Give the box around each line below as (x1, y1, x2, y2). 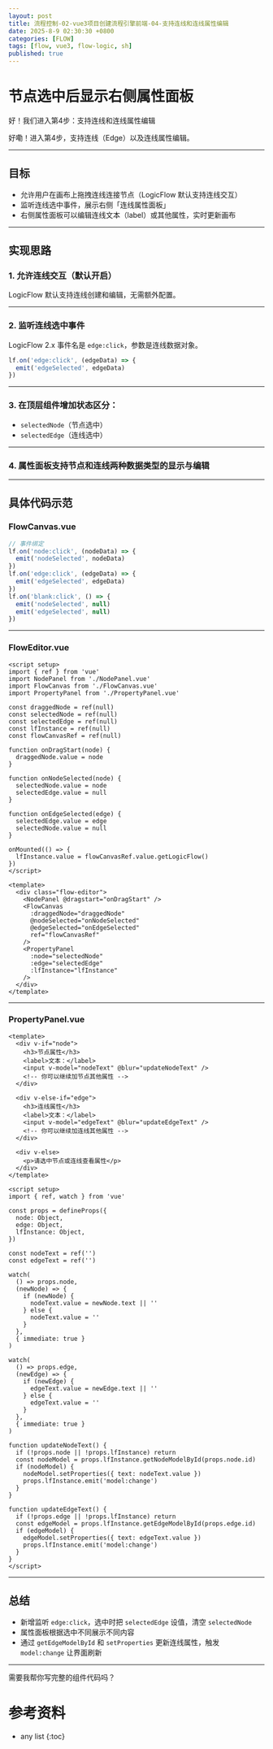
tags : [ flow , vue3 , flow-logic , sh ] (8, 42, 132, 50)
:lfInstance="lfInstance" (29, 966, 118, 974)
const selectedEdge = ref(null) (8, 717, 118, 726)
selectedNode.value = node (15, 781, 107, 789)
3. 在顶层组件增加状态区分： (8, 400, 119, 411)
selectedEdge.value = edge (15, 817, 107, 825)
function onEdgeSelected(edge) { (8, 809, 122, 818)
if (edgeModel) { (15, 1526, 75, 1534)
